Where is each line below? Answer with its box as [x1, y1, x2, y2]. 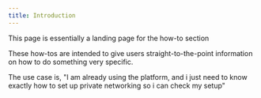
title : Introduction [8, 11, 77, 20]
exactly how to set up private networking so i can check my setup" [8, 81, 225, 90]
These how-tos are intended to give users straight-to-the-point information [8, 48, 253, 58]
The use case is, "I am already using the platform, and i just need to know [8, 72, 248, 81]
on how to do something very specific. [8, 57, 134, 66]
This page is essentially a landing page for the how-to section [8, 33, 210, 43]
